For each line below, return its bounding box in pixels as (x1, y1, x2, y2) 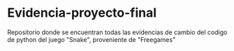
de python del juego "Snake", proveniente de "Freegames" (7, 35, 176, 43)
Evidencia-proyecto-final (7, 5, 157, 21)
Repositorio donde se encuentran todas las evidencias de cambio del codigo (7, 28, 228, 36)
